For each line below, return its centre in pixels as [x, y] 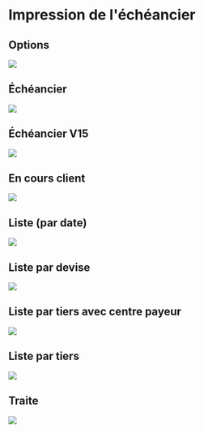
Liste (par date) [48, 223]
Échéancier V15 [49, 134]
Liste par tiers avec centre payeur [95, 312]
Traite [23, 401]
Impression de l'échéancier [102, 15]
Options [29, 45]
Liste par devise [49, 267]
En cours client [47, 179]
